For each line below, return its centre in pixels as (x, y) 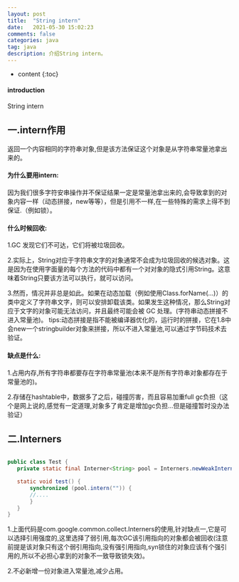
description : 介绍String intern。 (57, 54)
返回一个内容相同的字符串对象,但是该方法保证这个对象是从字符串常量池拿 (115, 149)
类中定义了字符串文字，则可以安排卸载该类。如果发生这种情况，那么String (116, 302)
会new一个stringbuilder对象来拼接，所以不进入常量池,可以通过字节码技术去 (117, 329)
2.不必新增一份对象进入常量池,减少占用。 (67, 571)
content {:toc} (38, 74)
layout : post (27, 14)
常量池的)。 (24, 381)
